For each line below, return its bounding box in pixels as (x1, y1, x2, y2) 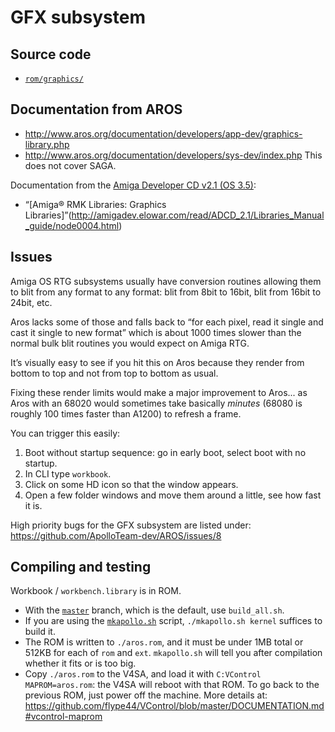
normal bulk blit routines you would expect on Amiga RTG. (10, 337, 250, 349)
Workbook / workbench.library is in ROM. (10, 585, 182, 597)
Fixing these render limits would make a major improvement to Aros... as (10, 386, 308, 398)
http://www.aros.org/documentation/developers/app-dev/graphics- (24, 127, 303, 140)
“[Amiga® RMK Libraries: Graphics (24, 198, 167, 210)
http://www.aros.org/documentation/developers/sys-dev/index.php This (24, 149, 323, 161)
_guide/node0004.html (24, 219, 120, 231)
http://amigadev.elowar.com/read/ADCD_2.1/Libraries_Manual (71, 209, 325, 221)
